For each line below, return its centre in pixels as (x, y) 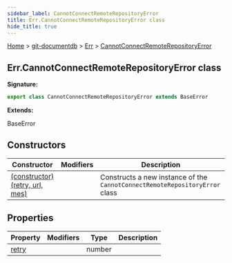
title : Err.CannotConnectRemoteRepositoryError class (86, 20)
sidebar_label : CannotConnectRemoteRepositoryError (83, 13)
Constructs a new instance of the (154, 177)
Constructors (37, 145)
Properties (30, 218)
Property (26, 237)
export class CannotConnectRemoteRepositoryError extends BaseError (108, 97)
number (99, 249)
